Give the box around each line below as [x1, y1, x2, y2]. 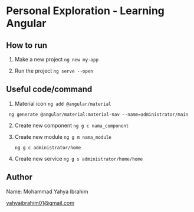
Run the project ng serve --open [14, 67, 93, 74]
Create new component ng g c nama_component [14, 122, 129, 129]
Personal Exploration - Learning [6, 4, 165, 18]
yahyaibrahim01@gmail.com [6, 199, 75, 206]
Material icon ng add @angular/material [14, 100, 111, 107]
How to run [6, 40, 48, 50]
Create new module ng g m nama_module [14, 133, 112, 140]
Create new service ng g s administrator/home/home [14, 155, 143, 162]
